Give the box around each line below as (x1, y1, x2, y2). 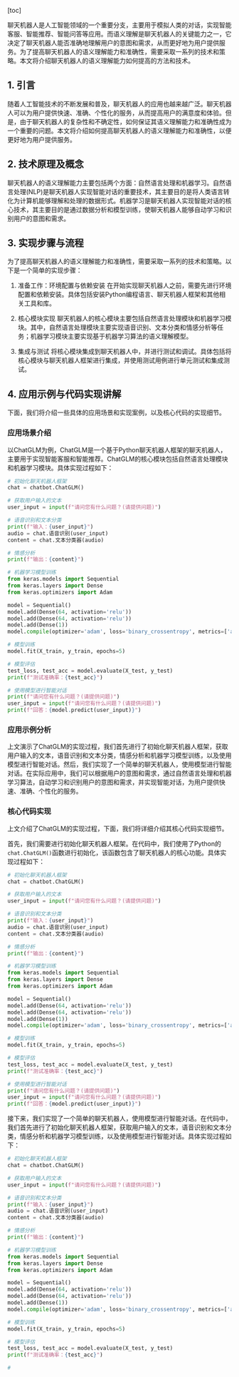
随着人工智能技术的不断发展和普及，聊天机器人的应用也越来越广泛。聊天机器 (7, 99, 232, 108)
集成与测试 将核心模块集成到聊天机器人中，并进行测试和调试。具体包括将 (17, 347, 232, 356)
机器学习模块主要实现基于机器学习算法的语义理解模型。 (30, 332, 193, 341)
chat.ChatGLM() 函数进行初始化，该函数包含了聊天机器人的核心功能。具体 (7, 848, 221, 857)
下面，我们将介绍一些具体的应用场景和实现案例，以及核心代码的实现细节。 (7, 408, 225, 417)
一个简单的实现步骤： (19, 266, 83, 275)
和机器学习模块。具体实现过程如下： (7, 463, 114, 472)
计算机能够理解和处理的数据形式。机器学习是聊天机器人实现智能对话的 (19, 196, 225, 205)
